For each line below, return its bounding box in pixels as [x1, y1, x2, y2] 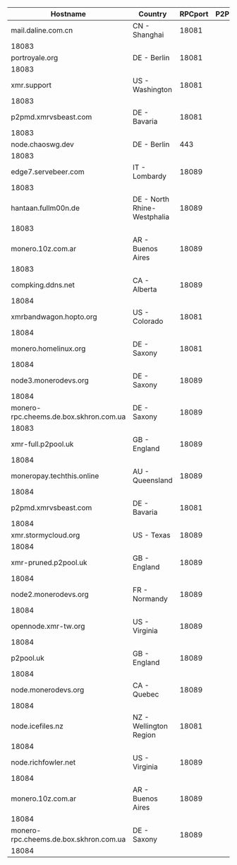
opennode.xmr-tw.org [11, 622, 85, 631]
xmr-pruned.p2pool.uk [11, 558, 87, 567]
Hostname [50, 9, 87, 18]
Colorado [133, 316, 164, 326]
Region [133, 730, 157, 740]
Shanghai [133, 30, 164, 40]
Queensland [133, 475, 173, 485]
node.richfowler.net [11, 757, 76, 767]
